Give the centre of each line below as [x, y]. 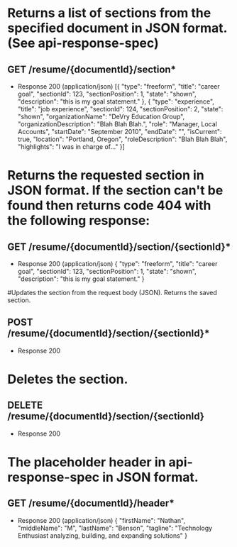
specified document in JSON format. [117, 28]
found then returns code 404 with [109, 205]
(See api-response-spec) [83, 43]
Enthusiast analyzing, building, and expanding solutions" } [103, 535]
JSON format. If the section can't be [115, 190]
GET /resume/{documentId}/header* [91, 503]
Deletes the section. [68, 379]
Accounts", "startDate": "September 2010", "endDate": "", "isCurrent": [120, 132]
